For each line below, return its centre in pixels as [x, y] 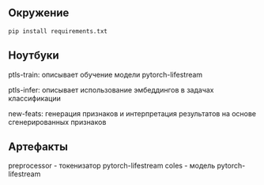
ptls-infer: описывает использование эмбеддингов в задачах [111, 89]
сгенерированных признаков [57, 122]
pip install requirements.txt [58, 31]
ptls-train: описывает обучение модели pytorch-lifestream [106, 74]
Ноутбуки [34, 56]
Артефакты [38, 147]
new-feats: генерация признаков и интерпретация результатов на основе [132, 113]
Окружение [39, 13]
